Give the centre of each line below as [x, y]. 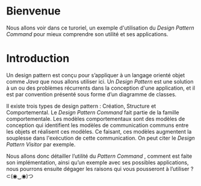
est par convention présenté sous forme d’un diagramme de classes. [91, 94]
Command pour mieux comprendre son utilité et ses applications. [87, 34]
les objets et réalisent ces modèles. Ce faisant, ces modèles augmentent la [99, 131]
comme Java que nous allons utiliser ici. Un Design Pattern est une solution [100, 81]
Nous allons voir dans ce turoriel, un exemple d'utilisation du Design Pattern [100, 28]
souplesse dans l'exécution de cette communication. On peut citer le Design [101, 138]
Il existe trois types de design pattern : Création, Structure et [81, 106]
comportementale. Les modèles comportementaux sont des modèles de [96, 119]
